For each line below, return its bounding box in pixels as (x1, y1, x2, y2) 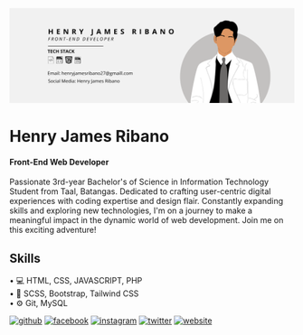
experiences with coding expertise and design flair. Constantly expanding (9, 196, 284, 207)
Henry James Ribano (9, 126, 170, 147)
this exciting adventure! (9, 225, 97, 236)
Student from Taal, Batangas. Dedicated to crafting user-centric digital (9, 186, 271, 197)
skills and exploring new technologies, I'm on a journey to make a (9, 205, 253, 216)
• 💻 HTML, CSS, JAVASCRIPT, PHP (9, 275, 143, 286)
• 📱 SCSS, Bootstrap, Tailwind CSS (9, 288, 139, 299)
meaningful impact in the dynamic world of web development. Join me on (9, 215, 284, 226)
